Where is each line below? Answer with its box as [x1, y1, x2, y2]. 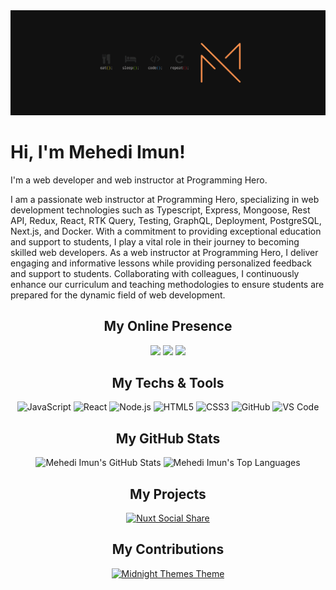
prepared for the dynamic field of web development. [10, 289, 226, 301]
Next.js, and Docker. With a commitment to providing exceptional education [10, 225, 322, 237]
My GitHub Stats [115, 430, 221, 447]
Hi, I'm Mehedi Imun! [10, 141, 186, 164]
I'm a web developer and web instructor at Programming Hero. [10, 174, 268, 186]
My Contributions [111, 541, 225, 558]
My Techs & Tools [111, 374, 225, 391]
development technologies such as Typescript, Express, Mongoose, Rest [10, 204, 311, 216]
